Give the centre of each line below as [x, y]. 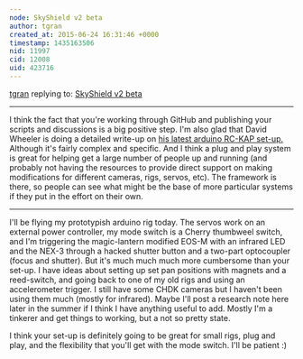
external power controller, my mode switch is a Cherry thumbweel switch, [146, 232]
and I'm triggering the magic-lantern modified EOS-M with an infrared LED [147, 241]
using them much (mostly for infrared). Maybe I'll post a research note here [149, 299]
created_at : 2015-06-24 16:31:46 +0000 [84, 34]
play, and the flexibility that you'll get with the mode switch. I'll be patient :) [148, 345]
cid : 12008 [30, 60]
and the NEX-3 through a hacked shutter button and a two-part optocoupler [150, 251]
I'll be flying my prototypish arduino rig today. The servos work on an [138, 222]
